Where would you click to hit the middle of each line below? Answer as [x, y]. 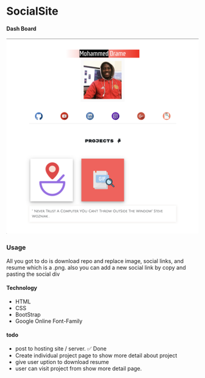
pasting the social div [33, 274]
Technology [22, 288]
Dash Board [21, 28]
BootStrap [28, 314]
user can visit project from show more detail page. [78, 369]
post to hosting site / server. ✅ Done [61, 349]
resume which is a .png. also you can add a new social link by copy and [96, 267]
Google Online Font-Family [49, 321]
